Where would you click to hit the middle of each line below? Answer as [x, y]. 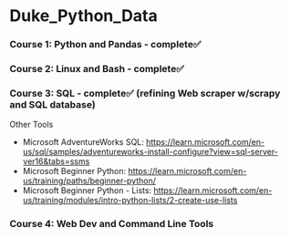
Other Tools [31, 125]
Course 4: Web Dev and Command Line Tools [112, 224]
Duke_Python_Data [83, 16]
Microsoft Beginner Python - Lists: [87, 191]
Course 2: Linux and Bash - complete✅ [97, 69]
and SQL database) [52, 104]
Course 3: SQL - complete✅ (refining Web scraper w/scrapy [145, 93]
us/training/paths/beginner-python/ [89, 181]
